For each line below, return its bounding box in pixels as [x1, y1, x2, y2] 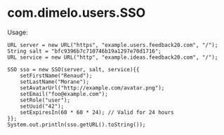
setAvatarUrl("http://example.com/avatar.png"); [20, 84, 165, 92]
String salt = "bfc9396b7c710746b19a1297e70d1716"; [7, 48, 162, 55]
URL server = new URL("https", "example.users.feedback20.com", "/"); [7, 41, 218, 48]
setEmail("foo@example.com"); [20, 90, 109, 97]
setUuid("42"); [20, 103, 65, 110]
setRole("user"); [20, 97, 71, 104]
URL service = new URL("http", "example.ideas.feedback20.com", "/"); [7, 54, 218, 61]
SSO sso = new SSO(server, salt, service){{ [7, 66, 140, 73]
